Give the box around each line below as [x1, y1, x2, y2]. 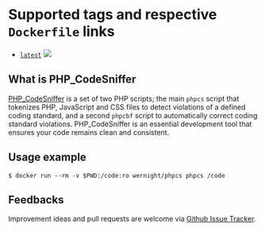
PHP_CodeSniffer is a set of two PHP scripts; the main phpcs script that [8, 94, 240, 103]
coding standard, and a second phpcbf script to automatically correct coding [8, 110, 258, 120]
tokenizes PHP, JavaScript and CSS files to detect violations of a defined [8, 102, 246, 112]
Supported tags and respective [8, 6, 217, 24]
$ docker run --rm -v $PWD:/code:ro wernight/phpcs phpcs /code [8, 171, 225, 179]
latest [19, 51, 42, 59]
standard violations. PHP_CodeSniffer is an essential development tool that [8, 119, 252, 129]
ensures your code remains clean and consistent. [8, 127, 170, 137]
